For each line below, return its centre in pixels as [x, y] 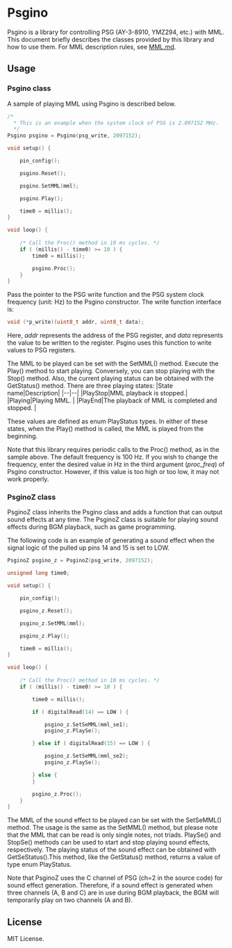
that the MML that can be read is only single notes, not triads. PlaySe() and [114, 835]
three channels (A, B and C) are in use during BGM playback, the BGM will [113, 893]
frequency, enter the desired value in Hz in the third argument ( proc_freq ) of [116, 464]
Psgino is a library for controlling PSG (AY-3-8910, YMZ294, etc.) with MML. [116, 32]
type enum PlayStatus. [39, 865]
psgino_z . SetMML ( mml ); [52, 623]
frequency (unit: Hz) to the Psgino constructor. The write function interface [115, 302]
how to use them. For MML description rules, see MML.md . [92, 47]
